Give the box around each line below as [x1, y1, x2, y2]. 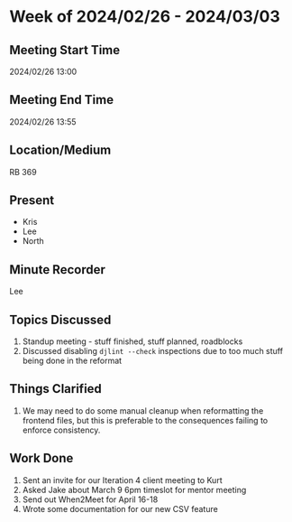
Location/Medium [9, 143, 112, 158]
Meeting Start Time [9, 42, 121, 58]
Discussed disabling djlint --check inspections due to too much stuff [22, 346, 284, 357]
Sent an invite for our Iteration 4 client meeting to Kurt [22, 474, 223, 485]
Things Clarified [9, 381, 102, 396]
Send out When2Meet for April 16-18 [22, 494, 159, 505]
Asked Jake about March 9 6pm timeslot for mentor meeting [22, 484, 247, 495]
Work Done [9, 451, 74, 466]
